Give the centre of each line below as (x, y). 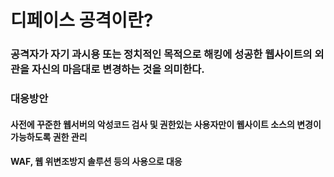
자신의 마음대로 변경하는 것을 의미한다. (118, 69)
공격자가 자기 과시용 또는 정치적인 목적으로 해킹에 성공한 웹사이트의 (161, 54)
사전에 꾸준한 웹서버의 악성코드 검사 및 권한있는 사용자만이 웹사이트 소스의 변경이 (166, 124)
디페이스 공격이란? (82, 20)
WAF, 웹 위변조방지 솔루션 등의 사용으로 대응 (96, 162)
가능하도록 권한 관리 (49, 137)
